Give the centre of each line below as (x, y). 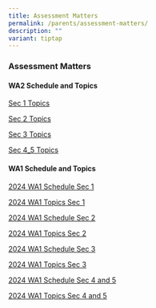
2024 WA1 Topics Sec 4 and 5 (58, 295)
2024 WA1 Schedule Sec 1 (51, 187)
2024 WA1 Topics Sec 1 (47, 202)
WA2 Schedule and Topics (53, 85)
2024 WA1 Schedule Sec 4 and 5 (62, 280)
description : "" (35, 31)
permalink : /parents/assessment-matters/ (78, 23)
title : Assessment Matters (53, 16)
